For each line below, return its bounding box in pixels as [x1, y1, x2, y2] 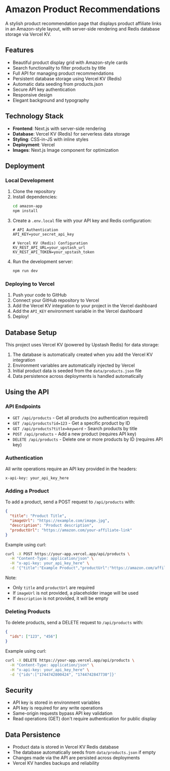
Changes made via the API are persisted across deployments [12, 755, 140, 761]
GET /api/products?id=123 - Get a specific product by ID [12, 420, 131, 426]
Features [5, 46, 34, 54]
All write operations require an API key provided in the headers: [5, 466, 138, 472]
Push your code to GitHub [12, 292, 67, 298]
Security [5, 686, 33, 694]
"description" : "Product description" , [10, 523, 94, 528]
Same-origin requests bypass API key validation [12, 710, 113, 717]
